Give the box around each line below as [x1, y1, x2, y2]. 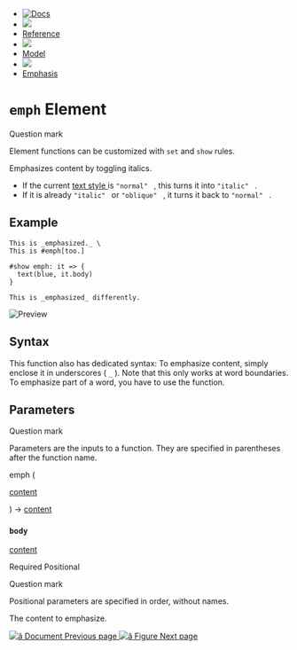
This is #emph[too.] [9, 247, 86, 255]
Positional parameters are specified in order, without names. [9, 595, 229, 607]
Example [9, 215, 59, 231]
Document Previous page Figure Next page [24, 630, 198, 641]
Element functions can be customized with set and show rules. [9, 145, 235, 156]
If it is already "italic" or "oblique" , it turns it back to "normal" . [21, 189, 272, 200]
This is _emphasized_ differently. [9, 293, 141, 302]
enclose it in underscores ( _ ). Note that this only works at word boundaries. [9, 367, 289, 378]
